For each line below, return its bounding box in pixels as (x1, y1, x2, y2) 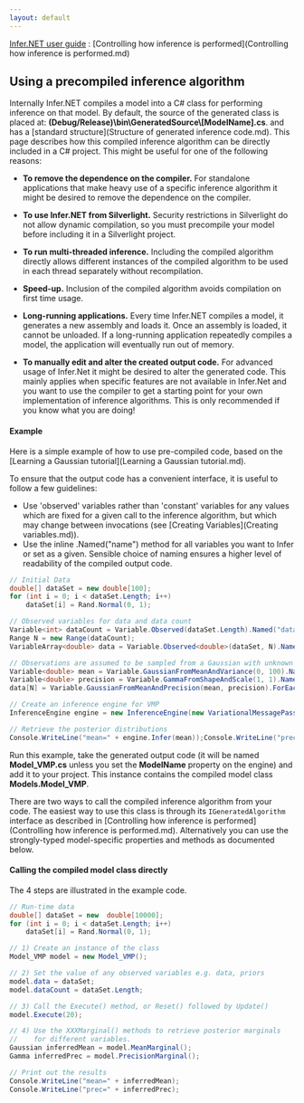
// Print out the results (9, 1068, 107, 1077)
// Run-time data (9, 902, 75, 911)
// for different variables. (9, 1035, 131, 1044)
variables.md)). (22, 528, 80, 539)
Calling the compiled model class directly (9, 865, 168, 876)
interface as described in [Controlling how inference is (9, 815, 213, 826)
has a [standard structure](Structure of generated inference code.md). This (9, 127, 290, 138)
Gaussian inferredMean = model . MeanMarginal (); (9, 1043, 193, 1052)
